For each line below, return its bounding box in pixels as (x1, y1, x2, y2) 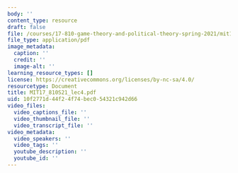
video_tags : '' (13, 142, 59, 149)
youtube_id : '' (13, 155, 59, 162)
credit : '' (13, 56, 46, 64)
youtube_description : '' (13, 148, 87, 155)
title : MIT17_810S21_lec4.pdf (7, 89, 97, 96)
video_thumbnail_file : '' (13, 115, 91, 122)
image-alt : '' (13, 63, 55, 70)
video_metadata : (7, 129, 55, 136)
